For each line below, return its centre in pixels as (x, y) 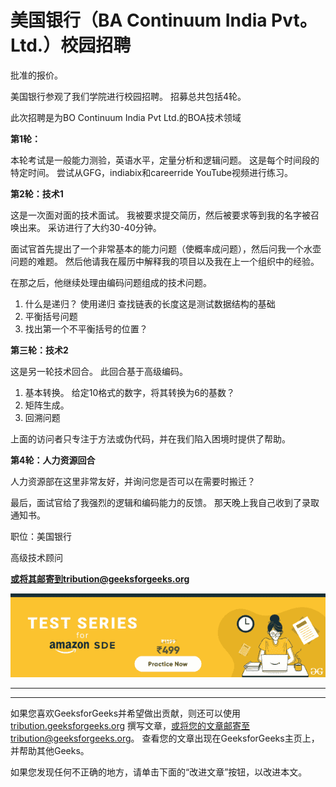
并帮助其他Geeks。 (50, 751)
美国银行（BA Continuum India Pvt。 (164, 20)
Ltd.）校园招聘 (71, 45)
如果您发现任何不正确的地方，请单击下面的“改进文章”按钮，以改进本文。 (159, 772)
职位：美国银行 (41, 536)
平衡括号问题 (51, 316)
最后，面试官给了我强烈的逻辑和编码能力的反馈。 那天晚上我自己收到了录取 (165, 502)
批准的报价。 (36, 75)
